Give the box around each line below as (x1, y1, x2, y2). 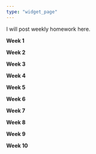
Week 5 (6, 84, 26, 91)
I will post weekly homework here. (6, 25, 91, 32)
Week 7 (6, 106, 26, 114)
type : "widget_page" (6, 8, 58, 15)
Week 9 (6, 130, 26, 137)
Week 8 (6, 119, 26, 126)
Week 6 (6, 95, 26, 102)
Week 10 (6, 142, 28, 149)
